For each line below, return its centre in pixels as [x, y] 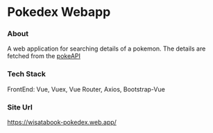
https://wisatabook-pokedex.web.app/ [62, 123]
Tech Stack [27, 74]
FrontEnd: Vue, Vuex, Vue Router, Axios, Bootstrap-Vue [86, 89]
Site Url [20, 107]
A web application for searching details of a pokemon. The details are [106, 48]
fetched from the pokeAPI [44, 56]
